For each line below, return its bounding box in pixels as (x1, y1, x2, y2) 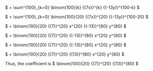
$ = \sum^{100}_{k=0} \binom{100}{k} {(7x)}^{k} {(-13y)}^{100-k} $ (5, 5, 140, 10)
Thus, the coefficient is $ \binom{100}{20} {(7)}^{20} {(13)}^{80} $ (5, 61, 139, 66)
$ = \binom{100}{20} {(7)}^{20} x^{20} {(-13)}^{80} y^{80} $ (5, 23, 127, 29)
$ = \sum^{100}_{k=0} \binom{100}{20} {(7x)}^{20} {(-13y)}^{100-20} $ (5, 14, 149, 19)
